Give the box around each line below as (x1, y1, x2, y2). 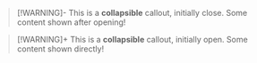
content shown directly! (16, 43, 105, 54)
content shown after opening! (16, 17, 126, 28)
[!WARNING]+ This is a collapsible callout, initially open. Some (16, 35, 248, 44)
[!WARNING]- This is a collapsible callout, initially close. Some (16, 8, 248, 18)
